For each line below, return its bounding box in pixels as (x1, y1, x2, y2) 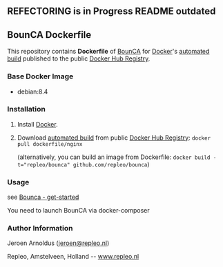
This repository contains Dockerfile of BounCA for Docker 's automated (7, 47, 210, 56)
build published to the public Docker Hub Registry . (7, 54, 151, 63)
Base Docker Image (7, 72, 74, 81)
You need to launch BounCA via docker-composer (7, 206, 150, 215)
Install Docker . (17, 120, 58, 128)
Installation (7, 105, 46, 114)
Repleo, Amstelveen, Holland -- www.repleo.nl (7, 253, 139, 261)
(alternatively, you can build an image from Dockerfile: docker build (17, 153, 211, 161)
